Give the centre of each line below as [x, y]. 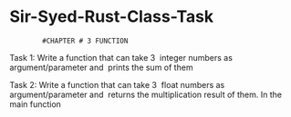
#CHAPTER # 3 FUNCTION [85, 41]
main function [36, 104]
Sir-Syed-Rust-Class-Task [112, 17]
